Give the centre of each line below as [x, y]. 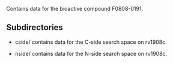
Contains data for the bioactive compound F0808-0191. [74, 9]
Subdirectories [35, 27]
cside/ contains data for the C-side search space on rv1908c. [91, 42]
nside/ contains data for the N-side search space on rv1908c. [91, 53]
